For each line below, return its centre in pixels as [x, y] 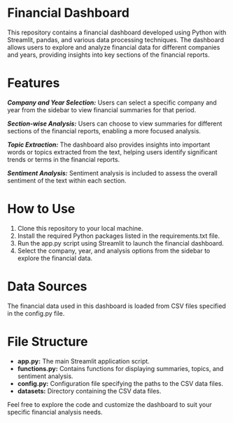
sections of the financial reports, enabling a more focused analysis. [104, 130]
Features [34, 83]
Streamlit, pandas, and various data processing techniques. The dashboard [116, 39]
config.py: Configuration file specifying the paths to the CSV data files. [120, 383]
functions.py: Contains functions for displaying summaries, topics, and [120, 368]
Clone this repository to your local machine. [80, 228]
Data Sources [47, 286]
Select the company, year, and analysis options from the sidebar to [114, 250]
